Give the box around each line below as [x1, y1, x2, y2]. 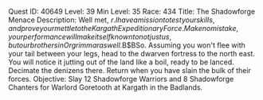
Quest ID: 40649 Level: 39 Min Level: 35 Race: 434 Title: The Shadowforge [8, 7, 256, 16]
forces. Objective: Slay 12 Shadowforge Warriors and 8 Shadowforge [8, 75, 234, 83]
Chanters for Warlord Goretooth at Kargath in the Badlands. [8, 83, 203, 92]
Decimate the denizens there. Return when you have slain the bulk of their [8, 66, 251, 75]
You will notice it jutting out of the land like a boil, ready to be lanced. [8, 57, 235, 67]
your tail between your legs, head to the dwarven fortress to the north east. [8, 49, 255, 58]
